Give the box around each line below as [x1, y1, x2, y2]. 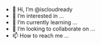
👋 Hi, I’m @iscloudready [12, 6, 73, 13]
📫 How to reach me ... [12, 32, 69, 39]
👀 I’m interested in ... [12, 12, 64, 19]
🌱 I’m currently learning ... [12, 19, 78, 26]
